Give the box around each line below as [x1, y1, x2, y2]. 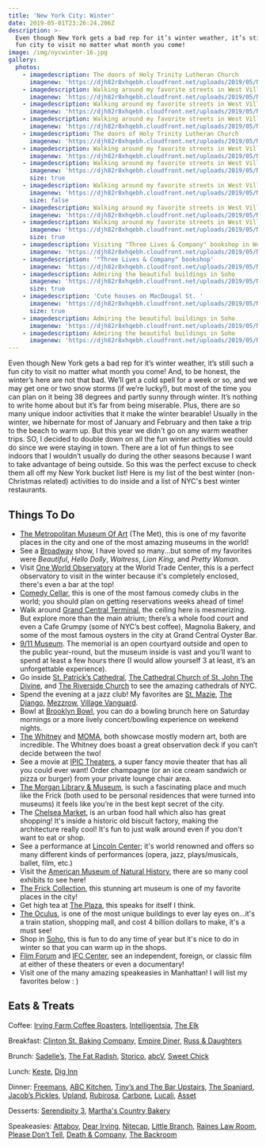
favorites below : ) [19, 976, 79, 986]
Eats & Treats [8, 999, 75, 1013]
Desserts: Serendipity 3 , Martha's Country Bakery [8, 1106, 171, 1115]
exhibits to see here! [19, 875, 86, 884]
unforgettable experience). [19, 664, 108, 674]
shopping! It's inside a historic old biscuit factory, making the [19, 816, 219, 825]
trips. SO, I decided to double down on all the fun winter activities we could [8, 434, 253, 444]
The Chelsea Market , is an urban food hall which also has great [19, 807, 226, 817]
